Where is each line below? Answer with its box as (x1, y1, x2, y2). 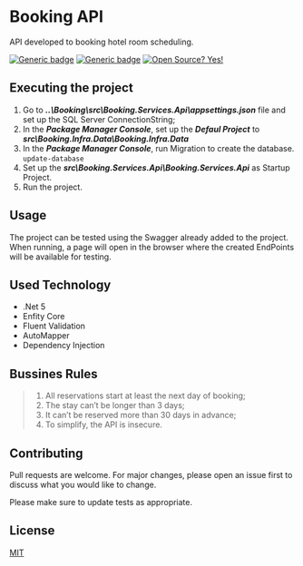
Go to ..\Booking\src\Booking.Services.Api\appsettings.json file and (22, 104, 286, 115)
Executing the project (9, 80, 133, 96)
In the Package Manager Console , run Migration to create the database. (22, 142, 295, 153)
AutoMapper (22, 330, 70, 341)
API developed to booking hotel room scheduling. (9, 36, 194, 47)
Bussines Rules (9, 366, 98, 382)
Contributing (9, 445, 83, 461)
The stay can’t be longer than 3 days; (44, 400, 185, 411)
